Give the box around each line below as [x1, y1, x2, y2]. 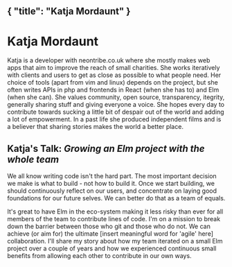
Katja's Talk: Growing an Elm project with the [7, 142, 205, 155]
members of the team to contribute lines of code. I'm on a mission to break [7, 215, 220, 223]
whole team [7, 153, 60, 165]
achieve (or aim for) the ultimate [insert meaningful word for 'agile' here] [7, 230, 213, 238]
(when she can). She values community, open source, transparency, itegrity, [7, 93, 225, 101]
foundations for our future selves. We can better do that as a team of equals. [7, 194, 226, 203]
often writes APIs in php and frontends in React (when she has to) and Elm [7, 86, 220, 94]
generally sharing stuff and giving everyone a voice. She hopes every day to [7, 101, 225, 109]
